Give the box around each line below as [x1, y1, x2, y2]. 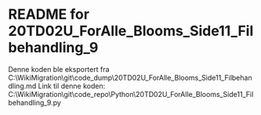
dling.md [8, 81, 37, 91]
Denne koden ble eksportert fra [8, 64, 110, 74]
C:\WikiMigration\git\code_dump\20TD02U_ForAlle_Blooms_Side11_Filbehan [8, 73, 252, 82]
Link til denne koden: [38, 81, 106, 91]
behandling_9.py [8, 98, 61, 107]
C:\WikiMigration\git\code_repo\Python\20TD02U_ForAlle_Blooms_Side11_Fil [8, 89, 254, 99]
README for [8, 5, 90, 23]
